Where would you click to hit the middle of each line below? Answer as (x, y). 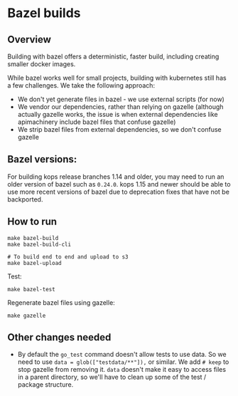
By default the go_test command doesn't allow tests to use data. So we (122, 355)
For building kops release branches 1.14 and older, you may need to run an (116, 177)
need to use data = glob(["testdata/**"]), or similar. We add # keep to (123, 362)
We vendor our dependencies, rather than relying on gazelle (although (120, 107)
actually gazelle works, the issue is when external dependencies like (118, 114)
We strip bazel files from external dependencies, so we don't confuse (119, 129)
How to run (32, 222)
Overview (29, 40)
